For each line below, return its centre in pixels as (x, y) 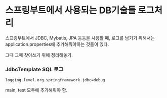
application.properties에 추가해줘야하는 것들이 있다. (57, 44)
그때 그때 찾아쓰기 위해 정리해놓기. (39, 55)
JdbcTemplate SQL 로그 (34, 69)
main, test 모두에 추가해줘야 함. (36, 90)
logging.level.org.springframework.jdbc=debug (55, 80)
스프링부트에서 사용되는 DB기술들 (71, 10)
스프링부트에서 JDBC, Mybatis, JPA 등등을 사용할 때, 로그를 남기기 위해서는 (80, 38)
